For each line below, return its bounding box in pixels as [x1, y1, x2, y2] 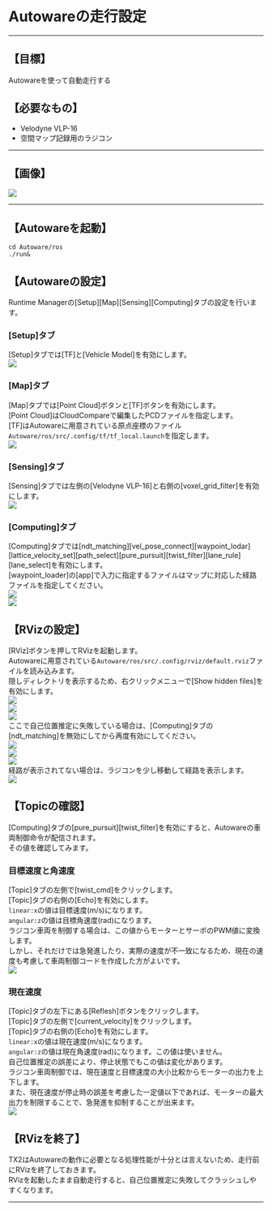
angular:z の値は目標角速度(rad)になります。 [8, 916, 156, 925]
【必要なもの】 [8, 101, 83, 115]
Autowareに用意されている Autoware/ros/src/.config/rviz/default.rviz [8, 656, 249, 665]
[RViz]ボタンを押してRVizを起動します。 [8, 646, 142, 655]
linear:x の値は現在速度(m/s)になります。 [8, 1037, 147, 1046]
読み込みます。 [29, 666, 79, 676]
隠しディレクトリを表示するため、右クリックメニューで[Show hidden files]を [8, 676, 264, 685]
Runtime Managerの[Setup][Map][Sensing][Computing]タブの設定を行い [8, 298, 250, 307]
